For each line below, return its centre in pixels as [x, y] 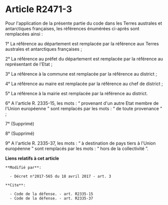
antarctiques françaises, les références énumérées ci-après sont [72, 28]
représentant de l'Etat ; [29, 64]
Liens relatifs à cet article [32, 158]
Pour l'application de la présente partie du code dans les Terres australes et [84, 23]
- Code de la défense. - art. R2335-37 [52, 198]
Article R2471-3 [38, 9]
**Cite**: [16, 185]
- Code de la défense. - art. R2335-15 [52, 194]
